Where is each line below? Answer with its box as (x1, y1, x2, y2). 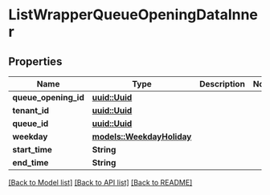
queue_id (12, 118, 49, 129)
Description (199, 79, 245, 89)
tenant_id (12, 105, 50, 116)
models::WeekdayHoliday (92, 131, 192, 142)
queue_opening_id (12, 92, 84, 103)
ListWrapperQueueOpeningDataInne (8, 6, 259, 24)
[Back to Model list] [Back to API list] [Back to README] (8, 178, 193, 187)
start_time (12, 144, 52, 155)
